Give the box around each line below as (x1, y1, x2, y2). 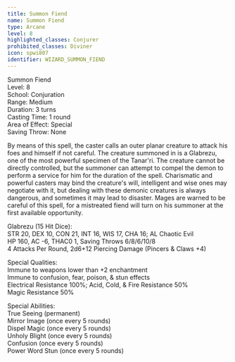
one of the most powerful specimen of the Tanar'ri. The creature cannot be (7, 156, 225, 164)
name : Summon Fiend (7, 17, 65, 24)
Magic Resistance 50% (7, 287, 75, 296)
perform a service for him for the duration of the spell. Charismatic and (7, 171, 213, 179)
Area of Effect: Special (7, 120, 72, 129)
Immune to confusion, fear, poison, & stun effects (7, 273, 150, 281)
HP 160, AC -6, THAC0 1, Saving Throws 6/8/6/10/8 (7, 237, 156, 245)
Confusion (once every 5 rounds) (7, 339, 103, 347)
